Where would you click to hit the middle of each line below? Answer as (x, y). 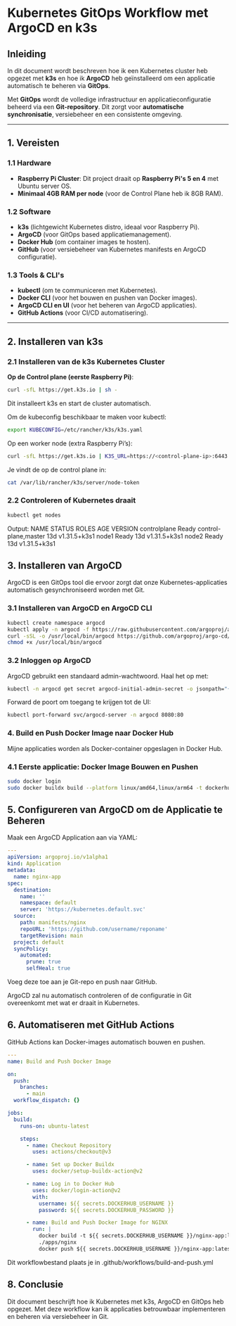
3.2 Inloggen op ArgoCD (49, 661)
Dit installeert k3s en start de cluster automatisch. (79, 403)
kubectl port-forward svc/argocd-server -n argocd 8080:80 (96, 715)
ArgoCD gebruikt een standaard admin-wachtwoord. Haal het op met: (108, 676)
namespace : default (48, 903)
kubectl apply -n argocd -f (48, 629)
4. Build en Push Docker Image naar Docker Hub (91, 733)
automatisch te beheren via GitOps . (59, 86)
